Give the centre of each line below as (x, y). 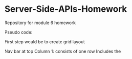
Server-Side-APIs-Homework (66, 9)
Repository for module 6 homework (40, 23)
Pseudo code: (19, 32)
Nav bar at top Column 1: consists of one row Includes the (63, 51)
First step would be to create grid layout (45, 42)
